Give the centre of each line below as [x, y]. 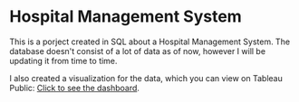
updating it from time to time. [63, 60]
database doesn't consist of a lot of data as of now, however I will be [137, 51]
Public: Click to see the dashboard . [75, 88]
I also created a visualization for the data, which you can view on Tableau [146, 78]
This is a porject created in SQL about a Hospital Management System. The [150, 42]
